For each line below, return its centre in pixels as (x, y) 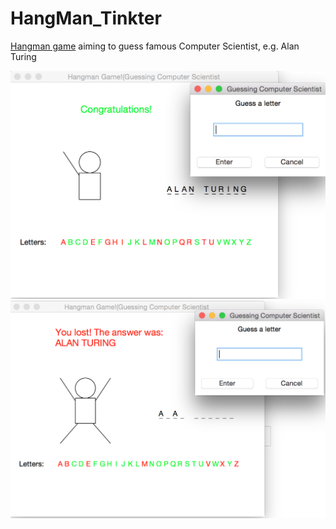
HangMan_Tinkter (86, 18)
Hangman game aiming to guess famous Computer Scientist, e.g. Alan (155, 46)
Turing (23, 56)
